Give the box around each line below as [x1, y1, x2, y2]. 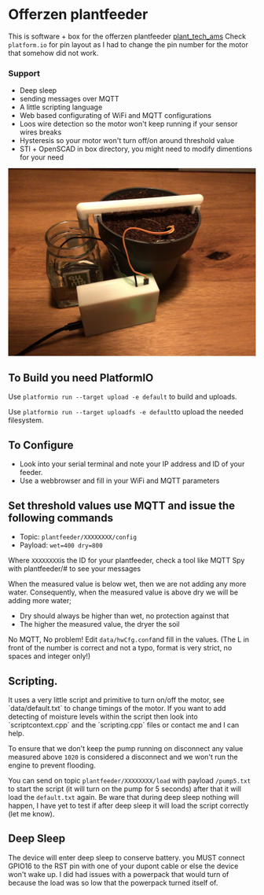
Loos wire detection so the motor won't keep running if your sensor [19, 120, 238, 129]
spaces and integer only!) [8, 651, 91, 661]
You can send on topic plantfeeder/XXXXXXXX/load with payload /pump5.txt [8, 775, 251, 785]
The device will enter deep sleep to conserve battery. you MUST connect [8, 853, 245, 862]
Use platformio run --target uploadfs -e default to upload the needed [8, 407, 244, 417]
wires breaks [19, 127, 62, 137]
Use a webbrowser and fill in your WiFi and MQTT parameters [19, 476, 220, 485]
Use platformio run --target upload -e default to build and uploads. [8, 392, 237, 402]
